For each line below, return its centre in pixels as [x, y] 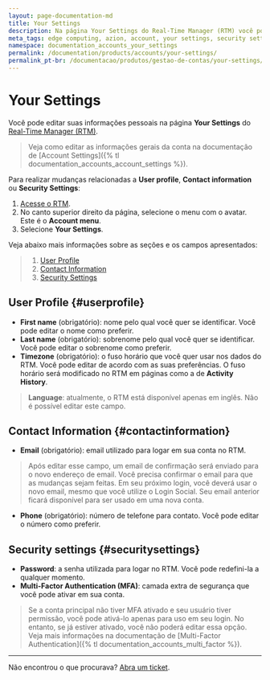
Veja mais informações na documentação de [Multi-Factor [124, 636]
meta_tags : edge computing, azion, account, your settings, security [127, 38]
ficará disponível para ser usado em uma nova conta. [116, 500]
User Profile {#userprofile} [76, 303]
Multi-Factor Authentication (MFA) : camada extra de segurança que [135, 586]
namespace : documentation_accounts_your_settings [93, 46]
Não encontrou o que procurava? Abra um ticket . [89, 667]
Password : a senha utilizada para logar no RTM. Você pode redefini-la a [139, 569]
